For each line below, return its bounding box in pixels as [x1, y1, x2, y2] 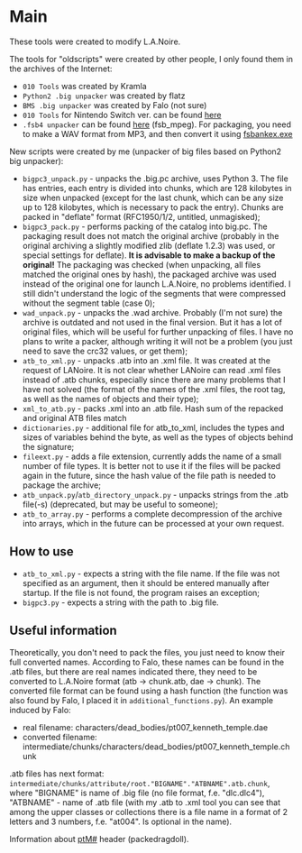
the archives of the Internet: [9, 63, 113, 74]
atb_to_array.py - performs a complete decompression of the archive [22, 508, 282, 519]
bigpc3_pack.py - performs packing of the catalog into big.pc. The [22, 221, 268, 232]
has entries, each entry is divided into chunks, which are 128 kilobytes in [22, 182, 292, 193]
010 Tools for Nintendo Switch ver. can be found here [22, 109, 222, 120]
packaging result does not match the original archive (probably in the [22, 230, 279, 241]
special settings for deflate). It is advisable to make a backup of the [22, 250, 276, 261]
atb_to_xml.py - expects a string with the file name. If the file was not [22, 568, 280, 579]
